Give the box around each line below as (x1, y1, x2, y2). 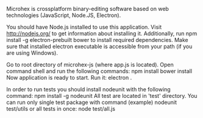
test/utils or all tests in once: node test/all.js (6, 105, 116, 112)
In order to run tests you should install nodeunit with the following (6, 86, 171, 93)
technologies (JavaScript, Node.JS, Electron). (6, 12, 121, 19)
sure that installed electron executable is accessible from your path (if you (6, 43, 193, 50)
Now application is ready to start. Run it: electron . (6, 74, 132, 81)
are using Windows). (6, 49, 59, 57)
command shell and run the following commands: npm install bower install (6, 68, 193, 75)
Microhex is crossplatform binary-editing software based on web (6, 5, 169, 12)
